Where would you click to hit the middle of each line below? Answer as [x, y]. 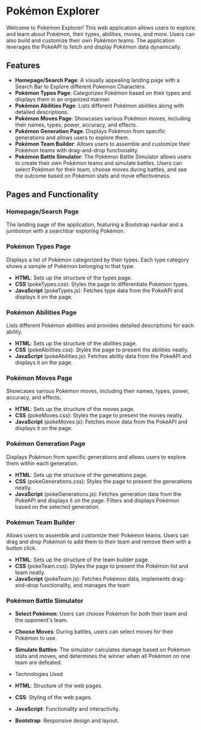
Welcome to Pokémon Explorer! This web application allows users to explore [100, 28]
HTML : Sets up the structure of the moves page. [75, 409]
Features [23, 66]
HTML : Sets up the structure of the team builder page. [82, 560]
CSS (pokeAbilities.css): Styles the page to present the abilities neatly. [102, 350]
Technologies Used [39, 674]
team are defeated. [38, 663]
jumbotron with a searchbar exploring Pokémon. [66, 231]
